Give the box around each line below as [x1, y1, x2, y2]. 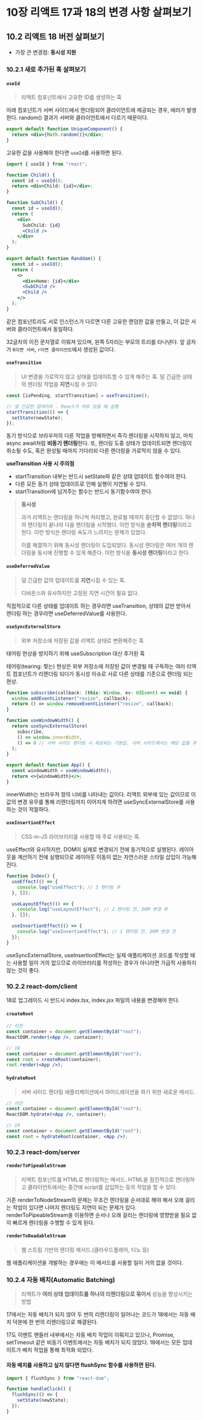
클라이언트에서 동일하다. [17, 325, 74, 332]
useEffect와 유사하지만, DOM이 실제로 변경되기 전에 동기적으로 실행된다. [6, 846, 178, 853]
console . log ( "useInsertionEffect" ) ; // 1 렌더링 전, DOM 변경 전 [17, 929, 176, 935]
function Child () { [6, 172, 56, 178]
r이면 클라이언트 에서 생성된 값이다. [37, 346, 116, 353]
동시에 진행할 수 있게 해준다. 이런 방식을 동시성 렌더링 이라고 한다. [37, 549, 190, 557]
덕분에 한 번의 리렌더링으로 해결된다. [12, 1318, 98, 1326]
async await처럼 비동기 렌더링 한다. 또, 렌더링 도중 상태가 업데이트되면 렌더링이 [6, 439, 192, 447]
